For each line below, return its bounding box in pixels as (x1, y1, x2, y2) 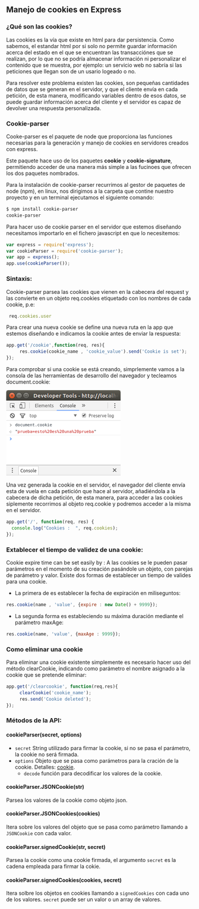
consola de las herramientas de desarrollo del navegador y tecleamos (6, 372, 177, 380)
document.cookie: (6, 378, 50, 385)
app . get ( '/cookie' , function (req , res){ (6, 342, 105, 349)
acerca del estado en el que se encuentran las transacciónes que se (6, 49, 173, 56)
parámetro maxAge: (14, 619, 64, 626)
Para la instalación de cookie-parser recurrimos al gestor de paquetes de (6, 181, 185, 188)
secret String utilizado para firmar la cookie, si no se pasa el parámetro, (14, 744, 191, 751)
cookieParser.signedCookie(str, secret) (6, 843, 106, 850)
